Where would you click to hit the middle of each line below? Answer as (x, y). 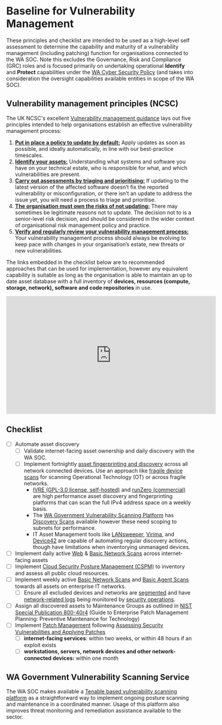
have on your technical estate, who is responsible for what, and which (101, 168)
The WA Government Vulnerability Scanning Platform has (103, 515)
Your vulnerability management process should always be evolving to (101, 238)
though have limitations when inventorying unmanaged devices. (111, 547)
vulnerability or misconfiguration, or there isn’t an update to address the (104, 193)
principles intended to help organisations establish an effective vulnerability (99, 125)
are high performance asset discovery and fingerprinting (103, 496)
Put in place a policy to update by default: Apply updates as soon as (100, 142)
